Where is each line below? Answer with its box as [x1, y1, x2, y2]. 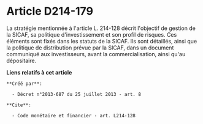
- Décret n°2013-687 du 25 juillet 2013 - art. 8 [12, 91, 141, 97]
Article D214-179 [6, 4, 94, 18]
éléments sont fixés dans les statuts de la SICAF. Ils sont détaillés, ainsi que [6, 37, 197, 45]
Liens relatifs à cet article [6, 68, 72, 76]
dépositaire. [6, 57, 37, 64]
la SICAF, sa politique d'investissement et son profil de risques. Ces [6, 31, 177, 38]
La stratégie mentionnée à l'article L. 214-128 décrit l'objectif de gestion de [6, 24, 196, 32]
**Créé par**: [6, 81, 43, 87]
